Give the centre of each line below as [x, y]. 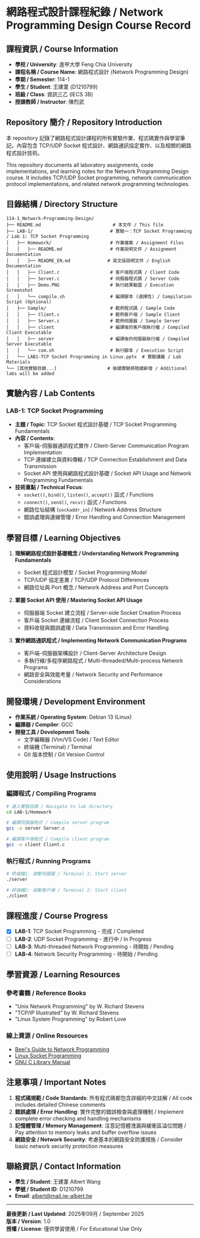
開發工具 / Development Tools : [53, 732]
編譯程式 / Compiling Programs [51, 794]
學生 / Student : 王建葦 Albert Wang [58, 1182]
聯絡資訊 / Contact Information [63, 1166]
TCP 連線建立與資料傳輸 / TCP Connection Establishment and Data [105, 460]
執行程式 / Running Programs [49, 861]
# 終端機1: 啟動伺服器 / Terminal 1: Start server [67, 874]
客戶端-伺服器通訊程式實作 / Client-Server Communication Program [106, 446]
